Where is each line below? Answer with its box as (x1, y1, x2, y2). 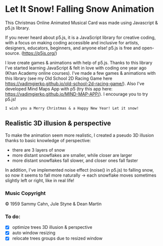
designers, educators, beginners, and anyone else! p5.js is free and (5, 45, 141, 51)
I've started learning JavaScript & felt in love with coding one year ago (5, 65, 147, 71)
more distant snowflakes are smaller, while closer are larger (12, 152, 133, 158)
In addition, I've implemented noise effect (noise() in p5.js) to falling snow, (5, 167, 154, 173)
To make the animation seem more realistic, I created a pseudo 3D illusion (5, 132, 154, 138)
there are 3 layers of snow (12, 147, 65, 153)
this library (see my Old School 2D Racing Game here (5, 75, 113, 81)
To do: (5, 213, 21, 220)
